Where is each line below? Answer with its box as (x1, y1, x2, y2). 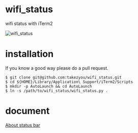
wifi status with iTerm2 (5, 20, 53, 26)
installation (5, 48, 54, 60)
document (5, 105, 50, 117)
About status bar (5, 122, 41, 128)
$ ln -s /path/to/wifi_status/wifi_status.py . (5, 88, 108, 93)
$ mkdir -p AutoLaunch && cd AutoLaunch (5, 84, 93, 89)
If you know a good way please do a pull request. (5, 65, 108, 71)
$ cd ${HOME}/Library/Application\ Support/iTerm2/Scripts (5, 79, 133, 85)
